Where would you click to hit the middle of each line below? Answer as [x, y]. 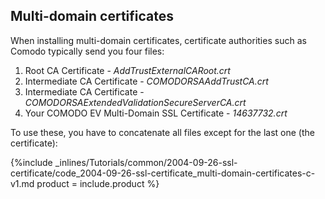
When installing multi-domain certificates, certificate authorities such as [158, 40]
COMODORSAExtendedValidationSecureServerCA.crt [135, 102]
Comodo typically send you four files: [87, 51]
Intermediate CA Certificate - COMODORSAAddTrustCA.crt [146, 81]
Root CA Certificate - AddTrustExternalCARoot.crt [127, 70]
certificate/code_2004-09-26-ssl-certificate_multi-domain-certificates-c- [163, 173]
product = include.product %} [98, 183]
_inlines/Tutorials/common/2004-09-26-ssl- [146, 162]
